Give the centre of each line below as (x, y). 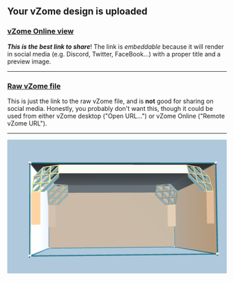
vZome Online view (41, 31)
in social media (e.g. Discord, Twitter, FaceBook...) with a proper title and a (114, 54)
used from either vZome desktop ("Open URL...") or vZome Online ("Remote (116, 116)
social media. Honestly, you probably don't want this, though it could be (110, 108)
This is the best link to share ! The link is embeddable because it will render (116, 46)
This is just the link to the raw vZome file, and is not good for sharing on (110, 101)
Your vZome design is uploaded (77, 12)
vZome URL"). (27, 123)
